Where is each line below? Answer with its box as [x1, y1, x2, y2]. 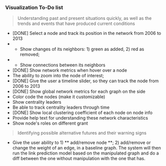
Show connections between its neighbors [19, 62, 106, 68]
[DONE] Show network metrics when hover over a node [12, 67, 127, 73]
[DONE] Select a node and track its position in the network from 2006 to [12, 30, 161, 36]
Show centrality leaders [12, 99, 61, 105]
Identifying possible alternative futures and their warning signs [17, 130, 146, 136]
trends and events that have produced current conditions [17, 20, 135, 26]
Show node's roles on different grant [12, 120, 88, 126]
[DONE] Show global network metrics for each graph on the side [12, 89, 146, 95]
